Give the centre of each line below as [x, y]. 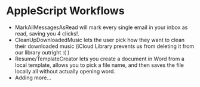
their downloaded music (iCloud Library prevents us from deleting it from [104, 46]
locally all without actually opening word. [65, 71]
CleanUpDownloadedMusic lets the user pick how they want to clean [100, 40]
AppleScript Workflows [65, 11]
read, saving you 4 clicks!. [47, 33]
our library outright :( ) [42, 52]
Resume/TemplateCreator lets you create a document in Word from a [99, 59]
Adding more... [33, 78]
